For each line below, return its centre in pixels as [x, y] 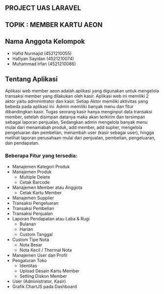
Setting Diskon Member [43, 276]
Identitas [28, 266]
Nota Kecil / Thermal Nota [46, 250]
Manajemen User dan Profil [40, 255]
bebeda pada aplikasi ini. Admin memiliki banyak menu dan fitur [69, 107]
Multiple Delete [35, 177]
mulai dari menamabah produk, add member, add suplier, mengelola [74, 128]
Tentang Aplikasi [31, 79]
